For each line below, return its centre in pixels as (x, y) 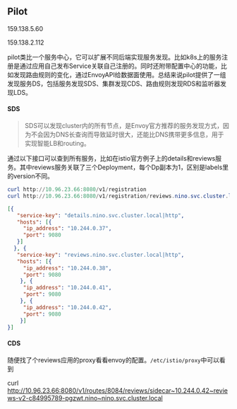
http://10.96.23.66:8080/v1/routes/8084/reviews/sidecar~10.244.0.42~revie (117, 390)
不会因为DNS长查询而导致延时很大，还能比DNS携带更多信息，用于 (127, 134)
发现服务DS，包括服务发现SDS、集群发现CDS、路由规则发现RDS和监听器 (114, 83)
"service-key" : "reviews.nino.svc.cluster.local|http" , (101, 255)
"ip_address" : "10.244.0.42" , (67, 307)
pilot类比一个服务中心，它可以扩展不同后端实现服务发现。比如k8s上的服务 (115, 57)
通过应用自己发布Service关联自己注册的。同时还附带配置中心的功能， (120, 66)
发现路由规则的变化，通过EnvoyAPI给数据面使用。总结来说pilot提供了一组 (120, 74)
